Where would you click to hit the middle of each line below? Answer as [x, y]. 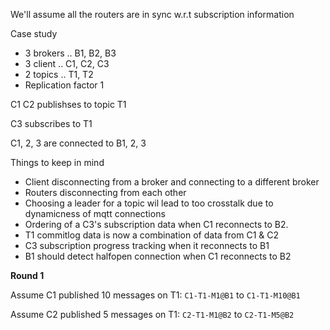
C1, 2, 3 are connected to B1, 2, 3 [78, 143]
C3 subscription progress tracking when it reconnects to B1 [147, 245]
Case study [34, 33]
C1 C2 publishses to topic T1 [68, 104]
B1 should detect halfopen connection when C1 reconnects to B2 [158, 256]
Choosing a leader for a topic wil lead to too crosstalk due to [149, 203]
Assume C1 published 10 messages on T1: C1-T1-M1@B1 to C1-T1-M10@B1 [155, 295]
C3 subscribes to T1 [51, 123]
